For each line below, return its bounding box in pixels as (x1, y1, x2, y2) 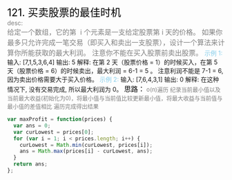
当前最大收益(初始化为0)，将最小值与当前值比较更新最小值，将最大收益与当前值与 (7, 94, 223, 102)
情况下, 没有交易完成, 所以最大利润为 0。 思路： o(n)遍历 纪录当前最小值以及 (7, 84, 221, 94)
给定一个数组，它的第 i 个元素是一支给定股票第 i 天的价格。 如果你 (7, 28, 223, 37)
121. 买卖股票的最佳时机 (7, 6, 122, 19)
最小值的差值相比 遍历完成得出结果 (7, 103, 99, 110)
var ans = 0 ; (13, 122, 51, 129)
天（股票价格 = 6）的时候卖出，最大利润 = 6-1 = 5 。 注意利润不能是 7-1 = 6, (7, 67, 224, 74)
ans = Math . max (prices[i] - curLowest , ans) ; (19, 148, 153, 155)
